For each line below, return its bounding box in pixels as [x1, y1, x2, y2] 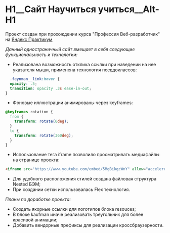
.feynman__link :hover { [10, 76, 60, 81]
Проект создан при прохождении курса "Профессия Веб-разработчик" [5, 31, 160, 37]
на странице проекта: [12, 157, 60, 163]
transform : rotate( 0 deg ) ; [14, 119, 69, 124]
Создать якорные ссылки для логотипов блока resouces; [12, 206, 136, 212]
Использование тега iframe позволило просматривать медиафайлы [12, 152, 160, 158]
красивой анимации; [12, 217, 58, 223]
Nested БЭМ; [12, 181, 41, 188]
